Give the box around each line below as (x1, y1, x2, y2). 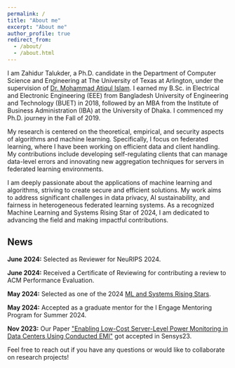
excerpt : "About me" (7, 23, 68, 30)
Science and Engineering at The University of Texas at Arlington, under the (7, 76, 224, 84)
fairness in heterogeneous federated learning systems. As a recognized (7, 201, 215, 209)
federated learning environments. (7, 165, 104, 173)
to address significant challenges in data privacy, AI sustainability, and (7, 193, 210, 201)
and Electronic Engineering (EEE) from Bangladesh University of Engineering (7, 91, 229, 99)
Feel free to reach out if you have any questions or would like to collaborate (7, 345, 225, 354)
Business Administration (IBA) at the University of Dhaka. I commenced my (7, 106, 224, 115)
